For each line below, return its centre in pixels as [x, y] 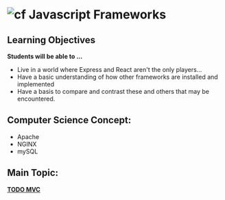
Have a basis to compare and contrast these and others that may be [113, 91]
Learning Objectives [51, 40]
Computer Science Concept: [69, 120]
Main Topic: [33, 173]
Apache [28, 136]
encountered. [36, 99]
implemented [36, 84]
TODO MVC [24, 189]
